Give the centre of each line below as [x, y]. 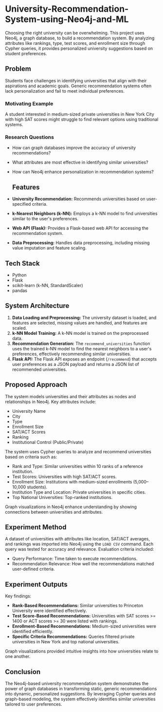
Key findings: [18, 596]
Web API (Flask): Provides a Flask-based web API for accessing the [80, 228]
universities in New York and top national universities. [66, 642]
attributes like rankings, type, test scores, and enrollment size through [75, 43]
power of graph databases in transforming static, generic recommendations [81, 689]
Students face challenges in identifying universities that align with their [76, 80]
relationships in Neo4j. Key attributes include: [51, 402]
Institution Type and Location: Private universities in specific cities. [79, 492]
